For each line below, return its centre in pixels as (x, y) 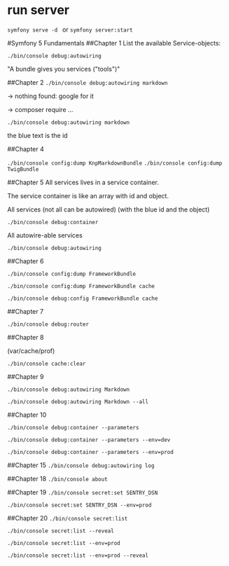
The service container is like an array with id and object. (88, 195)
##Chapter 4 (26, 149)
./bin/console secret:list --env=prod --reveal (78, 555)
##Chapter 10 (27, 415)
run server (39, 10)
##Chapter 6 (26, 261)
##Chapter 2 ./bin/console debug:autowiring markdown (88, 82)
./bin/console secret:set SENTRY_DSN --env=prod (79, 505)
